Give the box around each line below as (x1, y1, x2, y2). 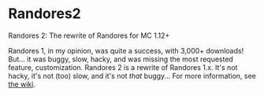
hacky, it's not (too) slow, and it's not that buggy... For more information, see (8, 71, 256, 80)
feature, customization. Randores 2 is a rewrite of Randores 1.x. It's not (8, 62, 238, 72)
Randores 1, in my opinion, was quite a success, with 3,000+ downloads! (8, 46, 244, 55)
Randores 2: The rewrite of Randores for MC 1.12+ (8, 31, 170, 40)
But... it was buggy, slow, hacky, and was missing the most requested (8, 54, 234, 64)
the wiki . (8, 79, 35, 89)
